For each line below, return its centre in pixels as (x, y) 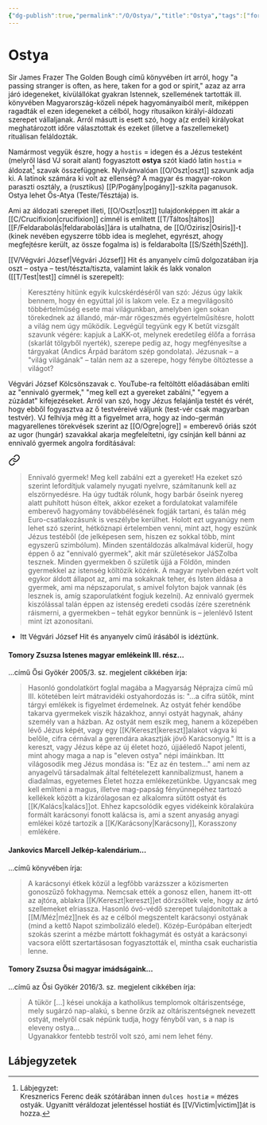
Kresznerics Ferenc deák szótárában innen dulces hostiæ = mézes (129, 1096)
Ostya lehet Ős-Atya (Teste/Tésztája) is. (74, 195)
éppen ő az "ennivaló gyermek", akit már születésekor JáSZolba (133, 553)
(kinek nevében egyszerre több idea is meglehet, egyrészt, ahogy (116, 236)
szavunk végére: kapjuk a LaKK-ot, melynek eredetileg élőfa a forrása (141, 334)
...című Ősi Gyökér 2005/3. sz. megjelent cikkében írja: (98, 673)
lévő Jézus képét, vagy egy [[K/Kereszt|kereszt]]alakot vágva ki (132, 730)
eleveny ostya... (54, 1027)
